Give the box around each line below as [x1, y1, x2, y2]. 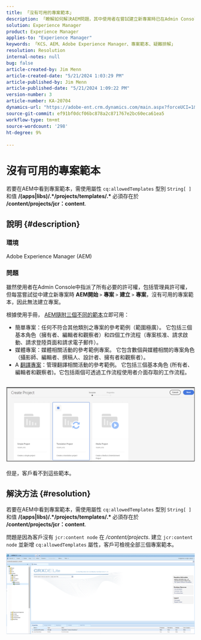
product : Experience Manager [6, 29, 79, 35]
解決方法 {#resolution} [6, 489, 91, 499]
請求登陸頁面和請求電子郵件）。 [25, 339, 102, 346]
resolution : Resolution [6, 48, 66, 54]
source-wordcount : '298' [6, 123, 68, 129]
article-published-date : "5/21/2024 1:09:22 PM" [6, 86, 130, 92]
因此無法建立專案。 [16, 298, 64, 306]
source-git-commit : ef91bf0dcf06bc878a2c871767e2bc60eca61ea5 [6, 111, 165, 117]
